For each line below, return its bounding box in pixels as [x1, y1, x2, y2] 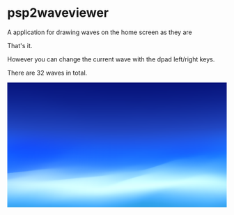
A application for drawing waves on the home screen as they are [7, 28, 193, 36]
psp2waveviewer [7, 5, 109, 21]
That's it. [7, 41, 33, 50]
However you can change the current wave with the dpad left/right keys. [7, 54, 215, 64]
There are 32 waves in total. [7, 68, 88, 77]
